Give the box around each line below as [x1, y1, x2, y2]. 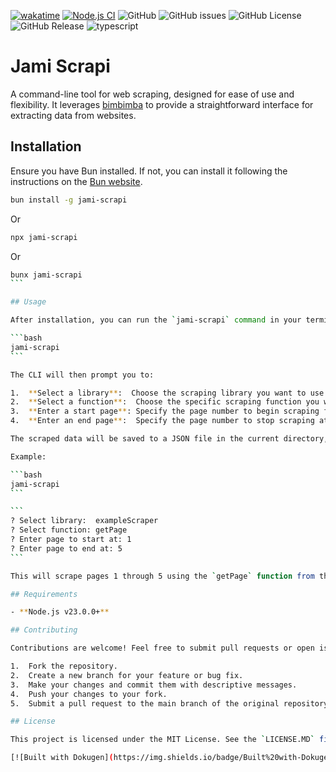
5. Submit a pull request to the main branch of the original [10, 698, 280, 709]
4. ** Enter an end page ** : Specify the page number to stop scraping [10, 416, 315, 426]
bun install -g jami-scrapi [10, 195, 128, 205]
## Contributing [10, 625, 78, 635]
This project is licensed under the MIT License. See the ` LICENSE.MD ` [10, 735, 315, 745]
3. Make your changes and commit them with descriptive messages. [10, 680, 298, 690]
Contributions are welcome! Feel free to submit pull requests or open [10, 643, 315, 654]
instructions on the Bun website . [10, 175, 143, 187]
